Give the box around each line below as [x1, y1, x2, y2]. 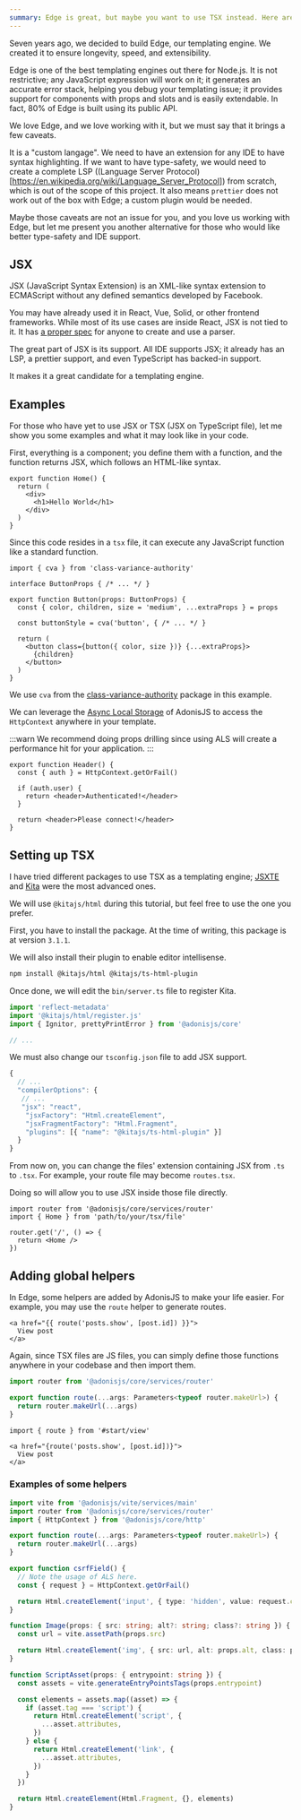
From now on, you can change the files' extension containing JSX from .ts [9, 1160, 285, 1171]
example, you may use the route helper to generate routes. [9, 1301, 227, 1312]
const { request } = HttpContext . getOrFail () [17, 1581, 191, 1590]
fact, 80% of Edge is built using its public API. [9, 102, 178, 113]
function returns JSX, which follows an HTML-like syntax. [9, 457, 221, 468]
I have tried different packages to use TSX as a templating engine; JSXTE [9, 871, 279, 883]
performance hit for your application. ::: [9, 743, 154, 754]
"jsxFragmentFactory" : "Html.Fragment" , [25, 1119, 178, 1128]
